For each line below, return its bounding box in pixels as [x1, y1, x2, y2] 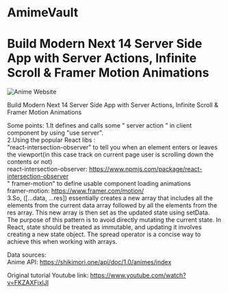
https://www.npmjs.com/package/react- [88, 165, 203, 173]
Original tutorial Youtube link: [7, 271, 89, 279]
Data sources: [7, 251, 47, 259]
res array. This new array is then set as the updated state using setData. [7, 208, 210, 217]
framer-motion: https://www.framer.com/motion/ [7, 186, 144, 195]
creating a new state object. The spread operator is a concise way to [7, 230, 201, 238]
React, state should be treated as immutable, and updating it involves [7, 223, 202, 232]
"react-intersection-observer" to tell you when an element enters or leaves [7, 143, 218, 152]
